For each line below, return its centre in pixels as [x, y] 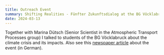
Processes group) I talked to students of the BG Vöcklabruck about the [76, 37]
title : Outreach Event [28, 9]
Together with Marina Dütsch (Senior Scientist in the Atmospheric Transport [81, 33]
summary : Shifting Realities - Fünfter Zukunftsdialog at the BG [73, 14]
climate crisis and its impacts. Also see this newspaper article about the [77, 43]
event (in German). [24, 48]
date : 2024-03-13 [23, 18]
